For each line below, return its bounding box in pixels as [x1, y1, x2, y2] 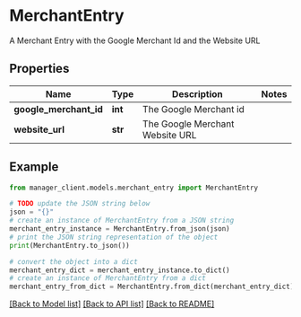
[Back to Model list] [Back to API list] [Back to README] [9, 298, 215, 310]
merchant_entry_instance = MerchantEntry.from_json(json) [9, 225, 230, 233]
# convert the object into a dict [9, 257, 139, 266]
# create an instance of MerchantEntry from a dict [9, 274, 206, 283]
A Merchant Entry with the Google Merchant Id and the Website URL [9, 35, 261, 46]
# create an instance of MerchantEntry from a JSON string [9, 216, 235, 225]
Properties [9, 61, 70, 76]
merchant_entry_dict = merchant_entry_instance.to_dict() [9, 266, 230, 275]
